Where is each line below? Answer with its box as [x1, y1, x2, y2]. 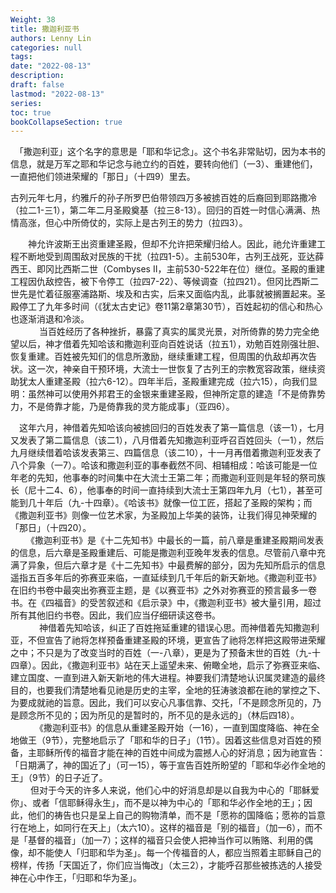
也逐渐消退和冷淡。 [10, 313, 90, 325]
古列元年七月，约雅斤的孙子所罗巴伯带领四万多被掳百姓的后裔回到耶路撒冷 [10, 192, 317, 204]
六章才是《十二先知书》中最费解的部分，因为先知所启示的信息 [71, 559, 326, 571]
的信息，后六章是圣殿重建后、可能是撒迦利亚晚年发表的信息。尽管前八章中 [10, 547, 317, 559]
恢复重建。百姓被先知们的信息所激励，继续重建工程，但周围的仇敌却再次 [10, 351, 308, 363]
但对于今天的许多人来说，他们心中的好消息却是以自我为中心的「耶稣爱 [29, 784, 320, 796]
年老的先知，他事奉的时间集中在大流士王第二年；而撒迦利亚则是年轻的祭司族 [10, 472, 326, 484]
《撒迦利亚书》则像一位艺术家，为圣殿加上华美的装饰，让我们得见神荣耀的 [10, 509, 317, 521]
